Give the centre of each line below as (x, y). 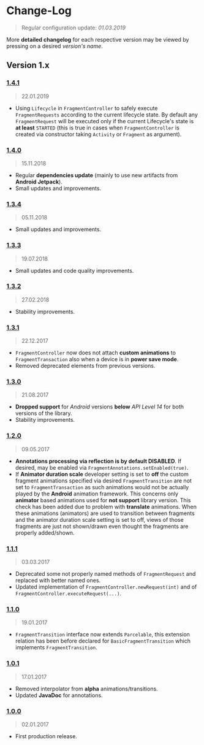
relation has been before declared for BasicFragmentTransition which (103, 641)
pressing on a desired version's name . (55, 46)
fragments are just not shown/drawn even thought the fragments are (102, 526)
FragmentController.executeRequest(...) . (68, 593)
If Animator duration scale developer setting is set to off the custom (102, 474)
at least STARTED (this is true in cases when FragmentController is (97, 128)
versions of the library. (43, 413)
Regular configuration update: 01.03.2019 (73, 28)
